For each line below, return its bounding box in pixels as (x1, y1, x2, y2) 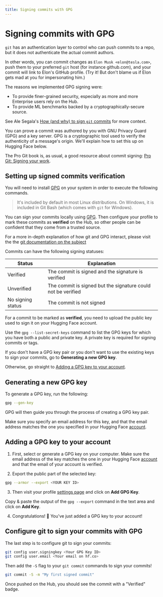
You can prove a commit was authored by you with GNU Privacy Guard (5, 128, 147, 134)
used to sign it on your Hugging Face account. (5, 320, 98, 326)
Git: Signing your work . (5, 158, 51, 164)
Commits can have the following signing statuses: (5, 249, 104, 254)
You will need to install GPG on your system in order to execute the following (5, 185, 158, 191)
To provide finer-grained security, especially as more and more (12, 93, 138, 99)
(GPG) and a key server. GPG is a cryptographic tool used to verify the (5, 133, 146, 139)
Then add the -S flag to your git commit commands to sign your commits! (5, 563, 152, 569)
